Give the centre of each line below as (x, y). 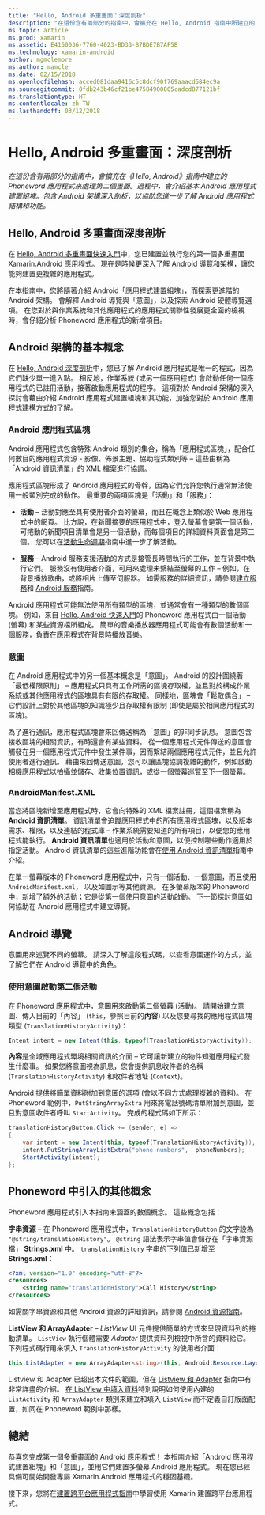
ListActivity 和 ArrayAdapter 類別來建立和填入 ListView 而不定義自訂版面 (128, 1399)
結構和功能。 (29, 206)
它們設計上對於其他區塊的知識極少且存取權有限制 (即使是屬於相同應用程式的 (131, 706)
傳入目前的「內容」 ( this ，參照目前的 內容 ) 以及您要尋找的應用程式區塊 (137, 1015)
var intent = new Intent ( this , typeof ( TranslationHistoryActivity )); (139, 1143)
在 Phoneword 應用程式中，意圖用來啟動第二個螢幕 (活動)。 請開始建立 (123, 1006)
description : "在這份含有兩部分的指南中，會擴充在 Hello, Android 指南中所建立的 (132, 23)
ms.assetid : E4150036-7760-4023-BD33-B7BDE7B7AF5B (93, 45)
